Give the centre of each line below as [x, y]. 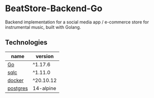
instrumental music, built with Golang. [43, 27]
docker [16, 80]
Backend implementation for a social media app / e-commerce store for [77, 22]
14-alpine [44, 88]
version [45, 56]
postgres [18, 88]
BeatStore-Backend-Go [54, 9]
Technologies [26, 43]
